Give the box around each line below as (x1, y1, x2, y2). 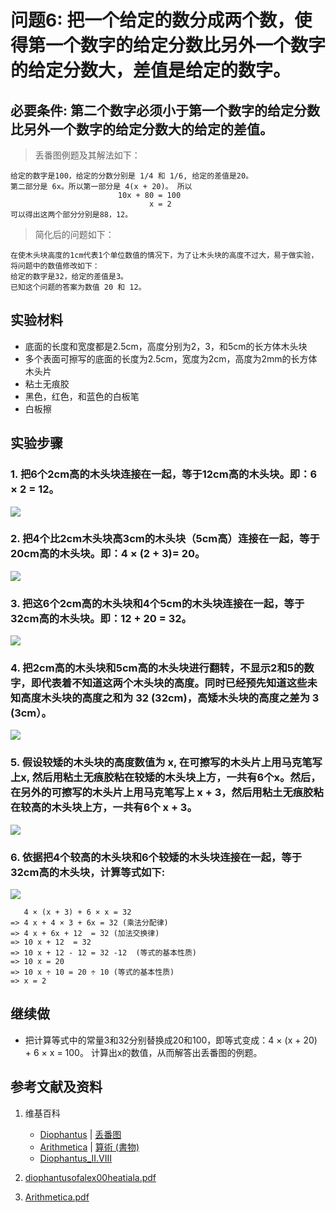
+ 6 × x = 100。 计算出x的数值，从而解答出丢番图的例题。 (24, 1046, 263, 1058)
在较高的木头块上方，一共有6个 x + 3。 (10, 801, 198, 815)
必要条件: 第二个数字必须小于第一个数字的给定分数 (10, 102, 320, 119)
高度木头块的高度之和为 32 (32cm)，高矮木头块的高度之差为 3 (20, 691, 320, 705)
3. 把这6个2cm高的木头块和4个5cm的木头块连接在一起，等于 (10, 596, 305, 610)
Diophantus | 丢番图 (39, 1128, 122, 1140)
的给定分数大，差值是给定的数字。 (10, 59, 292, 82)
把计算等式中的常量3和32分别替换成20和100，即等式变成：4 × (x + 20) (24, 1034, 318, 1046)
